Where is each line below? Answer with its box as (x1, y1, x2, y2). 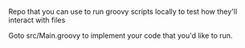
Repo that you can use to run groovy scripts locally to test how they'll (8, 7, 238, 16)
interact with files (8, 15, 66, 25)
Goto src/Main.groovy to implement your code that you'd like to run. (8, 31, 233, 40)
